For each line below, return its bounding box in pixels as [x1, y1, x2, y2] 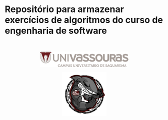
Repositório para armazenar [5, 4, 124, 15]
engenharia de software [5, 25, 107, 36]
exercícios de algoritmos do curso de [5, 14, 163, 26]
